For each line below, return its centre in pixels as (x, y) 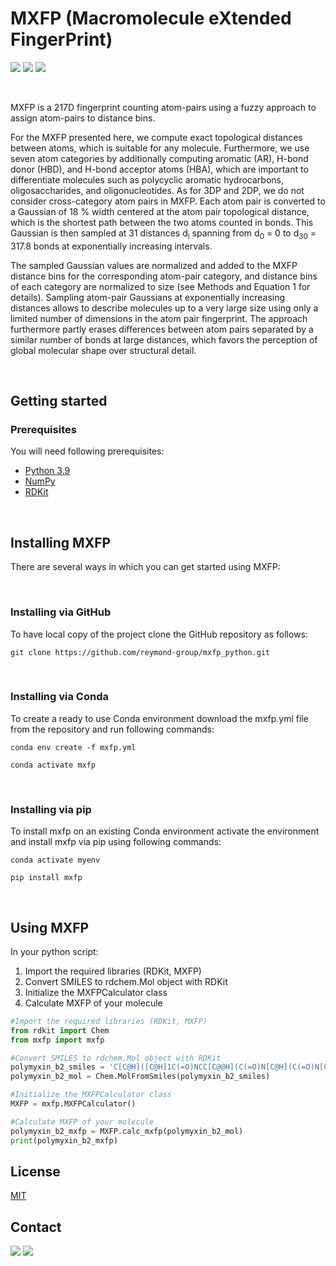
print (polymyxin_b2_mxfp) (64, 1140)
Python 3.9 (47, 471)
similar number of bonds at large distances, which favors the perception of (164, 339)
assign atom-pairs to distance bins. (83, 118)
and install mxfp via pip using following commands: (116, 842)
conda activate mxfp (53, 765)
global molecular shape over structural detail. (103, 350)
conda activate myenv (55, 860)
